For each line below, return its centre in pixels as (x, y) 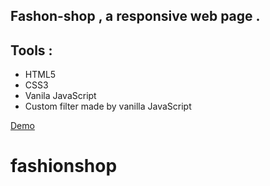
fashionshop (64, 166)
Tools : (31, 50)
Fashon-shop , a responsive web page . (135, 16)
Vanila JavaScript (60, 96)
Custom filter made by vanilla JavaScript (108, 106)
